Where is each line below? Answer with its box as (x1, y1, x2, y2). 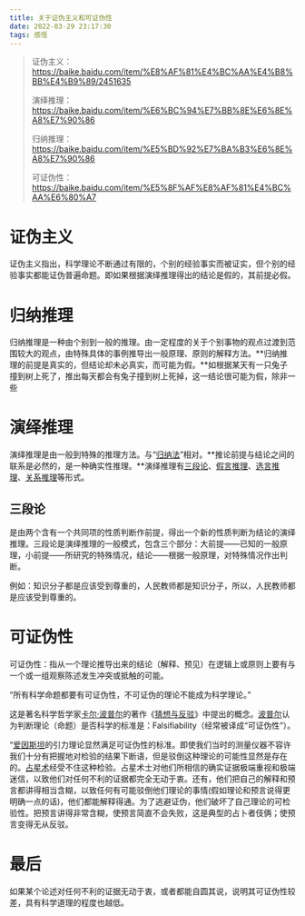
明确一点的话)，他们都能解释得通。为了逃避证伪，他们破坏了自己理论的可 (9, 796, 283, 807)
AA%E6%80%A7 (31, 192, 97, 203)
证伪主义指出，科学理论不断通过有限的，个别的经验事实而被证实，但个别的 (9, 258, 288, 269)
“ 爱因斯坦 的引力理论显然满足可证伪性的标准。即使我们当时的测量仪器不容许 (9, 739, 292, 750)
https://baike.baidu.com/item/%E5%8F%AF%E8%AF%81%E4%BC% (31, 183, 292, 194)
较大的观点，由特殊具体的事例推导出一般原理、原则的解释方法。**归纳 (16, 348, 280, 359)
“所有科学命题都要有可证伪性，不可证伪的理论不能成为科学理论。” (9, 689, 251, 700)
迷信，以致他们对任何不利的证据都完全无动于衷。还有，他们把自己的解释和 (9, 773, 288, 784)
